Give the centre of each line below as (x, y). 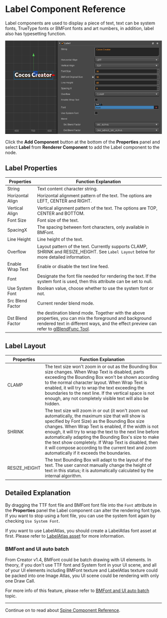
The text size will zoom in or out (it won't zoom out (96, 411)
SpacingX (17, 230)
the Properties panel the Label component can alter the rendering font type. (83, 510)
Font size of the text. (58, 220)
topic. (11, 596)
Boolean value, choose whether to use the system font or (95, 289)
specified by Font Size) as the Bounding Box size (94, 421)
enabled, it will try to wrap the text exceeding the (94, 387)
